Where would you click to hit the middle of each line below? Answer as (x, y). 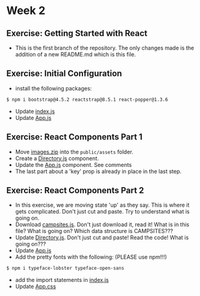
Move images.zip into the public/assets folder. (74, 152)
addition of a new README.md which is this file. (76, 54)
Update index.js (35, 111)
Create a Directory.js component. (57, 158)
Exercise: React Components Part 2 (75, 190)
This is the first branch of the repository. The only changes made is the (105, 48)
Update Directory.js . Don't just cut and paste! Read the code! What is (102, 238)
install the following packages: (54, 88)
